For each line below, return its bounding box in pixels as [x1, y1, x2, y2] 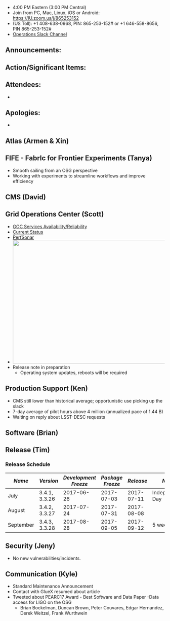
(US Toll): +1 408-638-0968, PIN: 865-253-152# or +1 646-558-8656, [12, 20, 159, 26]
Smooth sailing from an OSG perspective [12, 167, 98, 173]
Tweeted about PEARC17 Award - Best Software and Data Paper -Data [12, 594, 159, 600]
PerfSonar [12, 234, 34, 240]
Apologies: [5, 108, 40, 117]
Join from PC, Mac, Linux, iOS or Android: [12, 10, 100, 16]
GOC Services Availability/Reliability [12, 223, 88, 230]
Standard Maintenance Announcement [12, 583, 94, 590]
